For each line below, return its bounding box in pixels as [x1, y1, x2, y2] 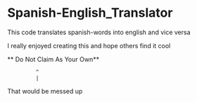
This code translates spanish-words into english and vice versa [7, 28, 191, 36]
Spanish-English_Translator [7, 5, 173, 21]
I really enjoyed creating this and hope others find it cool [7, 41, 171, 50]
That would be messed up [7, 87, 83, 95]
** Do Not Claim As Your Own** [7, 54, 100, 64]
